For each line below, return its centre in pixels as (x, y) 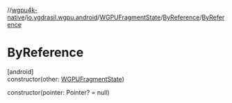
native (16, 17)
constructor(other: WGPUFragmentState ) (66, 79)
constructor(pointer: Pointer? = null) (58, 92)
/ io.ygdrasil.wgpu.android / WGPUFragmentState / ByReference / (113, 17)
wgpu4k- (25, 10)
